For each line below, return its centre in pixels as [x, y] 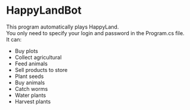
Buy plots [27, 51]
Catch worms [31, 89]
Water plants [30, 95]
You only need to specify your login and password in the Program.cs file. [95, 33]
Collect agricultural [38, 57]
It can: [14, 39]
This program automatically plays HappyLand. [63, 27]
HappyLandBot [44, 10]
